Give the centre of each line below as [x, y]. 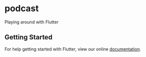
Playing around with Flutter [32, 22]
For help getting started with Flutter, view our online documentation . [73, 49]
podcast [22, 9]
